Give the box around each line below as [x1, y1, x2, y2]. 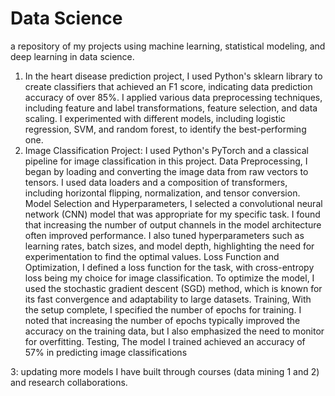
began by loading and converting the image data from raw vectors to [24, 165, 309, 177]
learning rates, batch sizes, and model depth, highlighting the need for [24, 240, 315, 252]
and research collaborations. [10, 376, 128, 388]
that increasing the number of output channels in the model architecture [24, 218, 322, 231]
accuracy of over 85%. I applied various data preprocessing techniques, [24, 91, 323, 103]
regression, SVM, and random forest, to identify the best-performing [24, 123, 307, 135]
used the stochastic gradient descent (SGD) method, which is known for [24, 282, 323, 294]
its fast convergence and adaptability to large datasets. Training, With [24, 293, 312, 305]
